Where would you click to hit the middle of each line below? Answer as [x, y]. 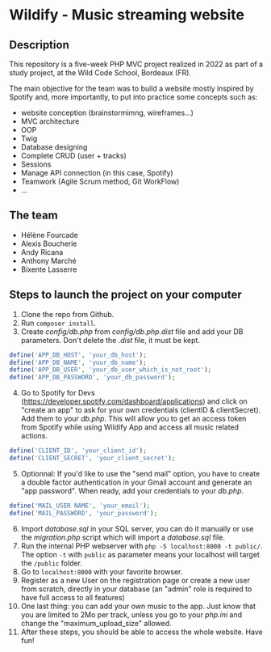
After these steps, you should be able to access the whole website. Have [142, 632]
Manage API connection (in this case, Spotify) [97, 173]
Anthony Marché [48, 260]
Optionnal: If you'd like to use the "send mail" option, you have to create [140, 473]
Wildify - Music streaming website [127, 15]
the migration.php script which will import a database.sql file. [123, 537]
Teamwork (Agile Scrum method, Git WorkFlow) [100, 181]
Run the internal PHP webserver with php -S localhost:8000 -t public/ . [142, 546]
